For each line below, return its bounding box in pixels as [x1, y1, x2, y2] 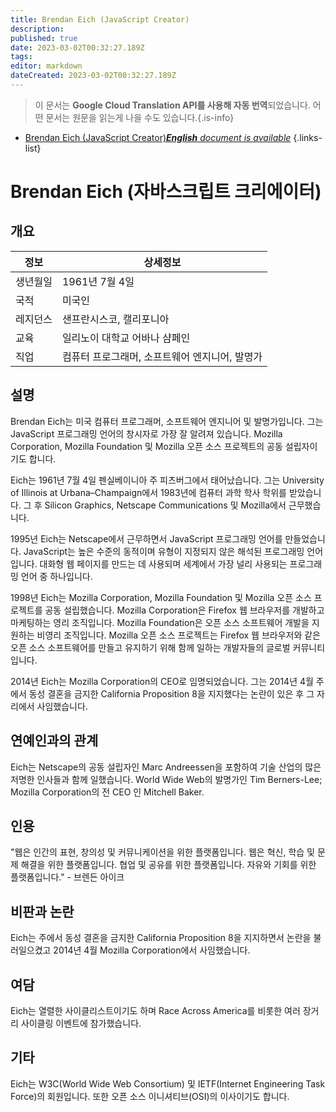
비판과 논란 [10, 903, 75, 920]
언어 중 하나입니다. [20, 570, 93, 582]
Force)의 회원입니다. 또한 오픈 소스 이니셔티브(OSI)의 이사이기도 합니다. [10, 1090, 290, 1102]
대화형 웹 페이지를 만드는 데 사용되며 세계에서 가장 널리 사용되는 [39, 557, 288, 570]
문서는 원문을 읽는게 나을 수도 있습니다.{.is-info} [45, 111, 235, 123]
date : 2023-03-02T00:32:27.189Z [10, 42, 145, 53]
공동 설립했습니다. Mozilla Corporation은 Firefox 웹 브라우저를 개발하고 [44, 604, 325, 616]
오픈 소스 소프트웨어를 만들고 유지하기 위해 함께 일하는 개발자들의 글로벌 [10, 641, 291, 653]
